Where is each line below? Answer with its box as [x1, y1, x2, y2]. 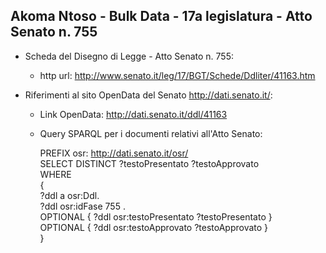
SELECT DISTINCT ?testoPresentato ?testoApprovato [39, 157, 260, 169]
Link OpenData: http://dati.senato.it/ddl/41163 [39, 108, 228, 120]
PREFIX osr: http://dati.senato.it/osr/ [39, 147, 189, 159]
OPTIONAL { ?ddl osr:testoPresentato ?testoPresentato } [39, 210, 273, 223]
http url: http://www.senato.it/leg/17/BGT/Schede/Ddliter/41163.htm [39, 69, 316, 81]
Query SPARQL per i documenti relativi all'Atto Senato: [39, 127, 263, 139]
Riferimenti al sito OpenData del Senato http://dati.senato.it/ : [24, 89, 273, 101]
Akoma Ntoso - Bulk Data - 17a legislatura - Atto [10, 8, 313, 25]
